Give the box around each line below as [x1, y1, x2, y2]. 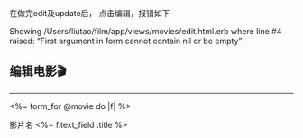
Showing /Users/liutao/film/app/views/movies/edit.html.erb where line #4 [9, 26, 282, 36]
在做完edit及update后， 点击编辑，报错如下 [9, 8, 170, 18]
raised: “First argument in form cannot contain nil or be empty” [9, 35, 243, 46]
